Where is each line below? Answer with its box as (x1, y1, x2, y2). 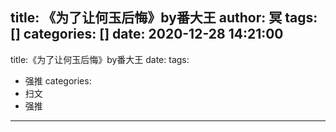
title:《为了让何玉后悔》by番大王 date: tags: (10, 53, 190, 65)
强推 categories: (24, 74, 92, 87)
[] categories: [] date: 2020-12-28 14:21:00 (10, 26, 284, 43)
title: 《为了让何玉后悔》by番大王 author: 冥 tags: (10, 9, 318, 27)
